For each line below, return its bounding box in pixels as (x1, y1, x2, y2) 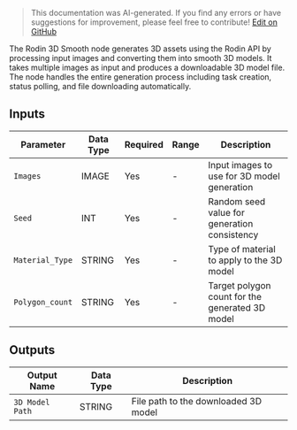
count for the (208, 290, 263, 303)
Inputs (9, 106, 46, 122)
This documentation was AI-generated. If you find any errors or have (30, 8, 281, 18)
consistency (208, 228, 259, 241)
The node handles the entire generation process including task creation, (9, 72, 272, 82)
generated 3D (208, 301, 266, 313)
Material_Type (13, 255, 73, 265)
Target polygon (208, 279, 271, 291)
